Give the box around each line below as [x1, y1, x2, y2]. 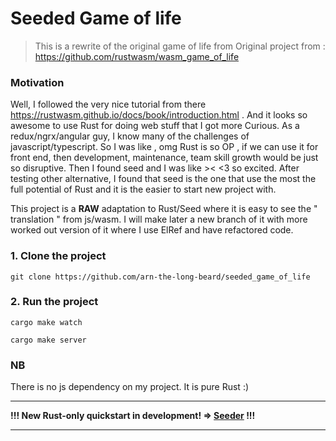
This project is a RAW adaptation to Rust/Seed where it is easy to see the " [10, 203, 318, 215]
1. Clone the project [10, 249, 107, 263]
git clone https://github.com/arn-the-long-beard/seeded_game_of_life [10, 272, 311, 282]
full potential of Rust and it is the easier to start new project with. [10, 183, 277, 196]
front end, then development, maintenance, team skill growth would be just [10, 152, 319, 164]
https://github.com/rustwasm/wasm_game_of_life [34, 50, 240, 62]
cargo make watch [10, 317, 83, 327]
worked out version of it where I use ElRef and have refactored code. [10, 224, 294, 236]
